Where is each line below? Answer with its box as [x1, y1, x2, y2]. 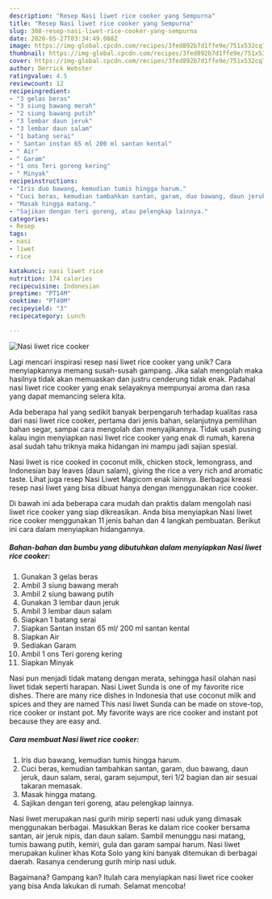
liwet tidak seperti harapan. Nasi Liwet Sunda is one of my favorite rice [9, 682, 245, 691]
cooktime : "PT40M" [9, 297, 71, 306]
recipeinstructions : [9, 177, 79, 186]
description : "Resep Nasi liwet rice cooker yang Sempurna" [9, 11, 216, 20]
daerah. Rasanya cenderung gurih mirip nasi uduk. [9, 856, 177, 866]
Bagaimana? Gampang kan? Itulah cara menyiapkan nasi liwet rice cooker [9, 872, 254, 882]
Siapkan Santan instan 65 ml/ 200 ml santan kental [20, 623, 190, 633]
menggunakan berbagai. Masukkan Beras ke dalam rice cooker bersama [9, 822, 251, 832]
